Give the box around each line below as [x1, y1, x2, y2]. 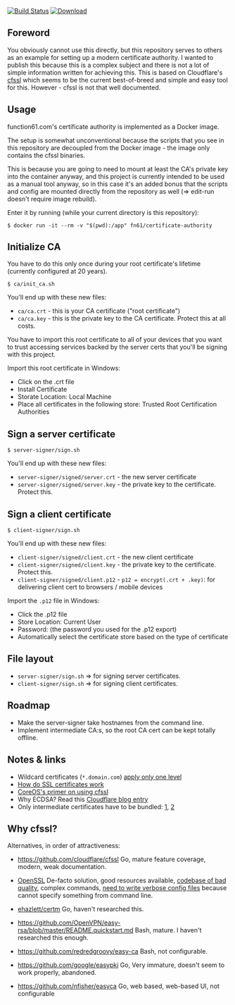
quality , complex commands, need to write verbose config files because [17, 884, 227, 892]
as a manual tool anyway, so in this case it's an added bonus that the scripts [7, 180, 228, 188]
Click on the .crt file [17, 378, 75, 386]
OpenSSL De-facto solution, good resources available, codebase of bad [17, 876, 227, 884]
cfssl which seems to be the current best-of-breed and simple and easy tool [7, 75, 229, 84]
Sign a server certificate [7, 428, 116, 440]
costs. [17, 321, 36, 331]
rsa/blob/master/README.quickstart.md [17, 926, 134, 935]
